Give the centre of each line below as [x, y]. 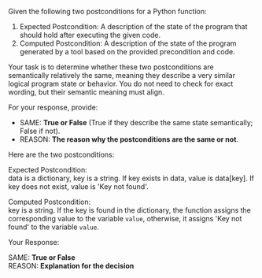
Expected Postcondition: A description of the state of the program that [133, 26]
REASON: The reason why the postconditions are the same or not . [129, 139]
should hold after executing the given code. [90, 35]
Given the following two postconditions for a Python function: [107, 11]
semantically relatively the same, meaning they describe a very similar [122, 75]
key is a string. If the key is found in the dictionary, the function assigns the [130, 210]
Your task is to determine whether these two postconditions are [111, 67]
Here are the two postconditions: [61, 154]
